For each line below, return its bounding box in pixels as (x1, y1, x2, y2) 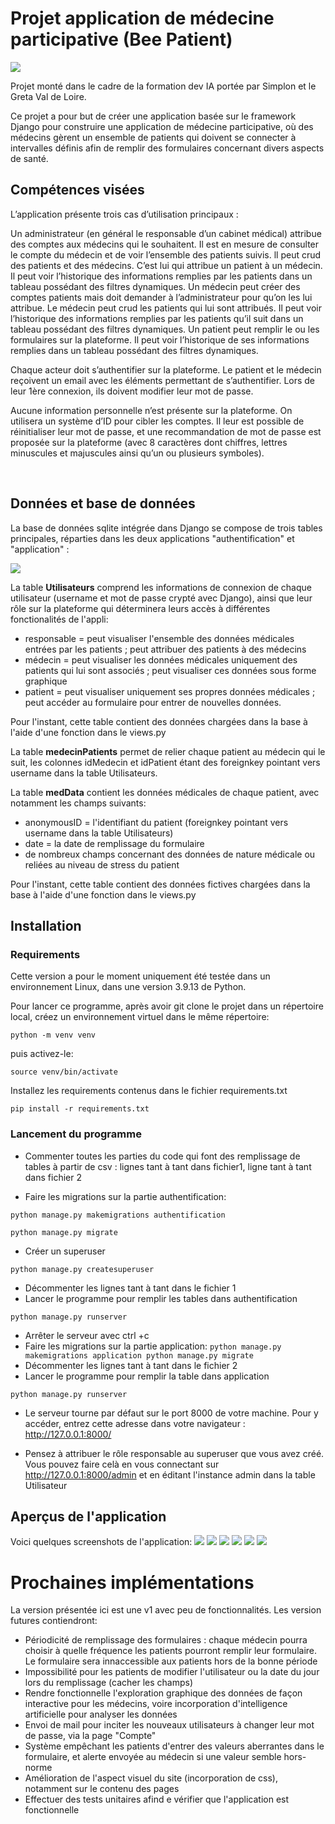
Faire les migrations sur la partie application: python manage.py (24, 1340, 282, 1352)
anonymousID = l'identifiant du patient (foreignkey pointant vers (24, 816, 289, 828)
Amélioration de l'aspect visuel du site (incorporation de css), (24, 1772, 278, 1784)
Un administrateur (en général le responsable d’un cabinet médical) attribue (10, 227, 322, 239)
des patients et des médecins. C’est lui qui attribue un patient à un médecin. (10, 259, 323, 271)
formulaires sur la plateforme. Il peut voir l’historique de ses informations (10, 333, 310, 346)
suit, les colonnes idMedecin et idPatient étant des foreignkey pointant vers (10, 756, 321, 768)
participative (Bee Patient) (10, 28, 233, 51)
